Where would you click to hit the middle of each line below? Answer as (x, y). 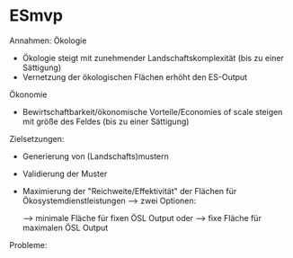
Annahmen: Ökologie (48, 40)
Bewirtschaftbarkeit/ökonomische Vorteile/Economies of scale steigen (152, 111)
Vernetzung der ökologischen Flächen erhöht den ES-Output (135, 76)
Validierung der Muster (65, 173)
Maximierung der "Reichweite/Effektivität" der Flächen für (129, 191)
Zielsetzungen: (37, 138)
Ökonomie (28, 94)
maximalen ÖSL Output (65, 227)
